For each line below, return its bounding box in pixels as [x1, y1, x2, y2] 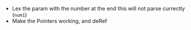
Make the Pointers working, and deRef [11, 18, 107, 24]
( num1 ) [11, 11, 27, 18]
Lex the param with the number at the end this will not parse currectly [11, 5, 186, 12]
